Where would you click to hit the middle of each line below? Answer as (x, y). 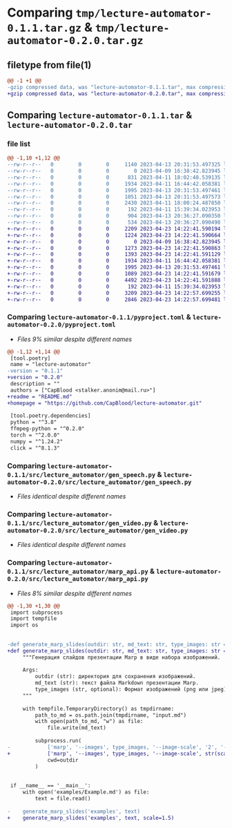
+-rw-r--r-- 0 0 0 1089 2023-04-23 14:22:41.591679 (114, 274)
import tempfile (33, 619)
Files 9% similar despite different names (75, 339)
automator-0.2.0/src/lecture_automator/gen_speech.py (99, 482)
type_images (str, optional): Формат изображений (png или (122, 689)
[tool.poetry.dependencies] (50, 416)
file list (19, 144)
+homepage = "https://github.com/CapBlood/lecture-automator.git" (105, 403)
